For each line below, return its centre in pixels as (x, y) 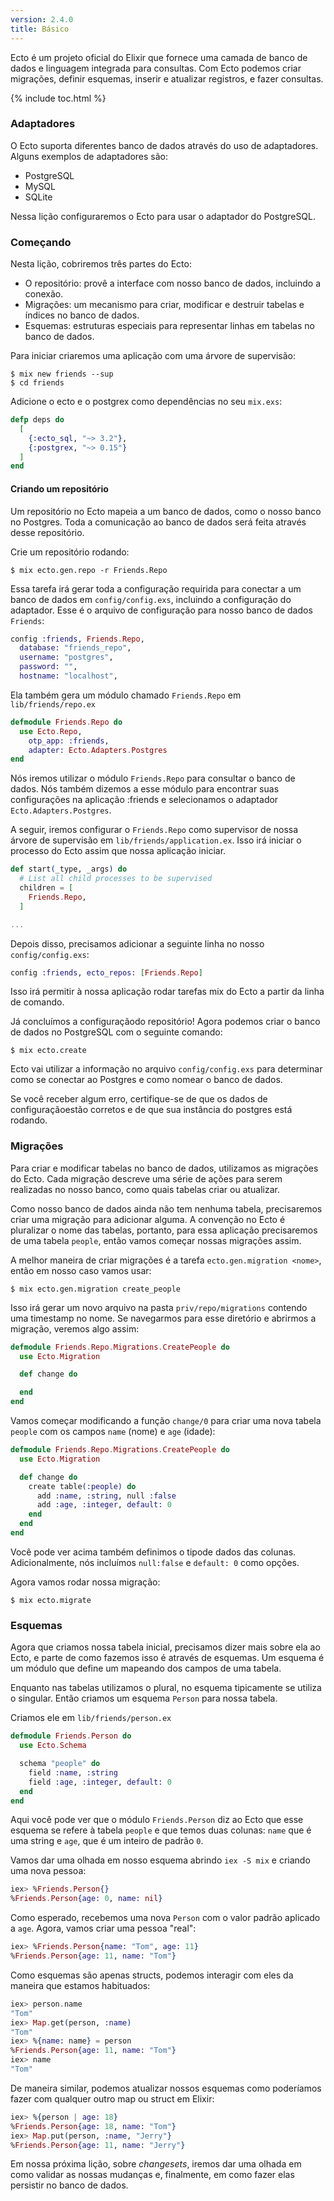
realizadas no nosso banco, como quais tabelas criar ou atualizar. (145, 1189)
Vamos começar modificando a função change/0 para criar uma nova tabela (166, 1421)
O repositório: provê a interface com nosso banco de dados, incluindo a (173, 283)
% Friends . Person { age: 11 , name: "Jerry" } (98, 2145)
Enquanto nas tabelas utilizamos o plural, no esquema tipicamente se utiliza (166, 1688)
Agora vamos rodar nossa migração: (85, 1582)
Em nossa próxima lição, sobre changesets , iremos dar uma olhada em (156, 2164)
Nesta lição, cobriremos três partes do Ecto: (101, 264)
